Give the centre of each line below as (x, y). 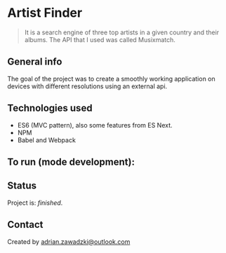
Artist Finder (45, 13)
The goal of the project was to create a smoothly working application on (111, 78)
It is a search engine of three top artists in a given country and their (122, 32)
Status (22, 186)
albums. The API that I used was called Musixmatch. (100, 39)
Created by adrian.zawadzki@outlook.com (69, 241)
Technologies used (50, 108)
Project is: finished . (35, 203)
